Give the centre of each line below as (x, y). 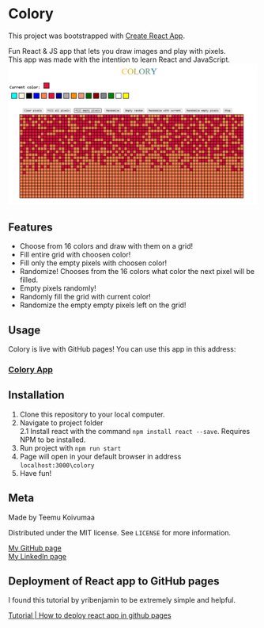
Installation (36, 396)
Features (30, 227)
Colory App (31, 369)
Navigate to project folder (61, 422)
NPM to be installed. (53, 440)
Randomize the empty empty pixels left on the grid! (103, 305)
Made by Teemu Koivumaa (51, 517)
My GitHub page (35, 548)
